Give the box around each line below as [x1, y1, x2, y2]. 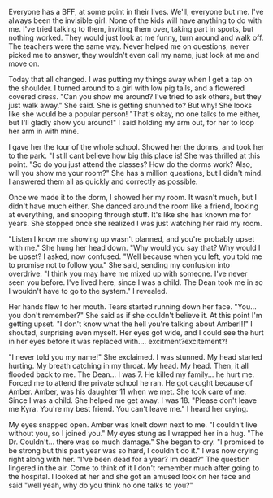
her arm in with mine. [8, 126, 80, 136]
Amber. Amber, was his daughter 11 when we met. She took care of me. [8, 387, 247, 396]
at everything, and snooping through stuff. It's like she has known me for [8, 210, 252, 219]
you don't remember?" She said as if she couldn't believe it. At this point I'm [8, 311, 262, 320]
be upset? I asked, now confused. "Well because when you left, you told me [8, 251, 262, 261]
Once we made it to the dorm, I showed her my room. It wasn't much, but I [8, 193, 258, 202]
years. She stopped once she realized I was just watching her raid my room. [8, 219, 262, 228]
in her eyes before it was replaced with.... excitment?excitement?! [8, 337, 227, 346]
